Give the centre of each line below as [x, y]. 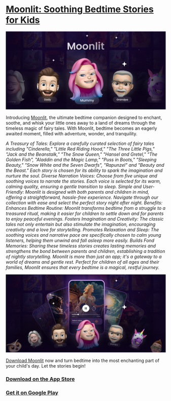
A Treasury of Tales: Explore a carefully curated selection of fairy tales [80, 143]
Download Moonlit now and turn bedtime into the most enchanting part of [82, 360]
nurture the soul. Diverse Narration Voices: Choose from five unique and [82, 176]
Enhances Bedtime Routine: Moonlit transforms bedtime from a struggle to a [86, 208]
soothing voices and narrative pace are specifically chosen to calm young [83, 235]
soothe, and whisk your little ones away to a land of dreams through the [81, 123]
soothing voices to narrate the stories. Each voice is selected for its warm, [83, 181]
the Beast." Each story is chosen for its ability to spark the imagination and [84, 170]
